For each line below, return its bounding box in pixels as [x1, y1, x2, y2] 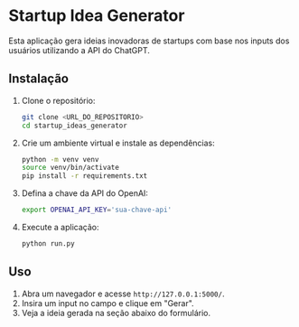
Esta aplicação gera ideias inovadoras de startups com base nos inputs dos [8, 35, 290, 46]
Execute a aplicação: [21, 222, 99, 232]
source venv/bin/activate [21, 163, 119, 173]
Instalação [8, 71, 70, 87]
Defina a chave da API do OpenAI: [21, 188, 148, 199]
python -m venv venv [21, 154, 99, 163]
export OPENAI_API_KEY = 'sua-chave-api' [21, 205, 173, 215]
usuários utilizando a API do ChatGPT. [8, 44, 151, 55]
